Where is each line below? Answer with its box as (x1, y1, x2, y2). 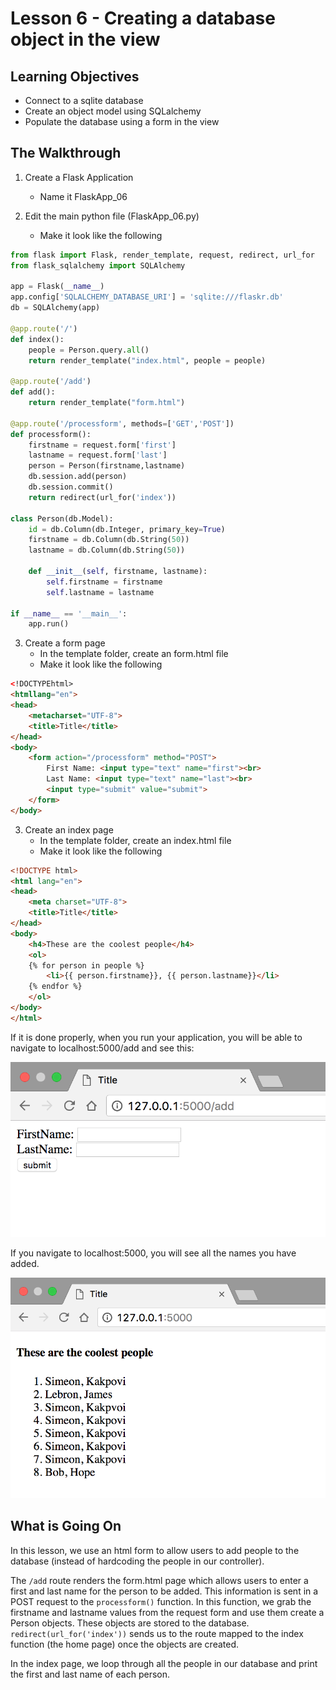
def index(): (10, 334, 65, 344)
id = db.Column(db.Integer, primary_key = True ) (28, 524, 226, 534)
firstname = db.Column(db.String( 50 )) (28, 535, 190, 545)
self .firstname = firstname (46, 577, 163, 587)
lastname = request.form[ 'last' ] (28, 450, 168, 461)
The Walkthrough (10, 145, 122, 162)
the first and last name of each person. (10, 1668, 170, 1680)
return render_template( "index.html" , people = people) (28, 355, 267, 366)
